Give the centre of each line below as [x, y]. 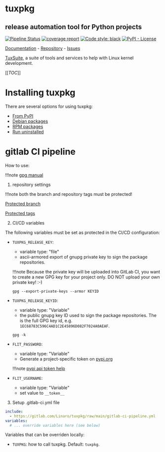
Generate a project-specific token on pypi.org [66, 359]
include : [14, 411]
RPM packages [28, 126]
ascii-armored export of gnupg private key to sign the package [83, 257]
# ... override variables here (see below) [55, 425]
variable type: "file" [39, 251]
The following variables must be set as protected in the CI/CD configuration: [82, 232]
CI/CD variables [28, 223]
